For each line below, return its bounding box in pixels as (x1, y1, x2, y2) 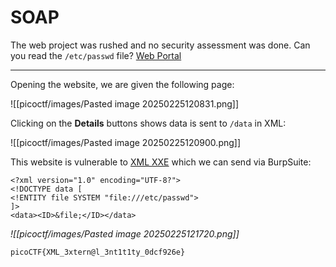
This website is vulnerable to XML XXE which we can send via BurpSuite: (10, 156, 312, 168)
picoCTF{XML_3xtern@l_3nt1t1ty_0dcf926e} (10, 247, 186, 257)
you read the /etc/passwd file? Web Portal (10, 49, 182, 61)
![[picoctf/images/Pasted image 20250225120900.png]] (10, 136, 242, 148)
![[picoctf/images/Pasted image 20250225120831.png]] (10, 97, 240, 110)
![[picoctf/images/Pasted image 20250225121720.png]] (10, 227, 240, 240)
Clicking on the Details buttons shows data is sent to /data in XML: (10, 117, 287, 129)
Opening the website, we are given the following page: (10, 78, 235, 90)
